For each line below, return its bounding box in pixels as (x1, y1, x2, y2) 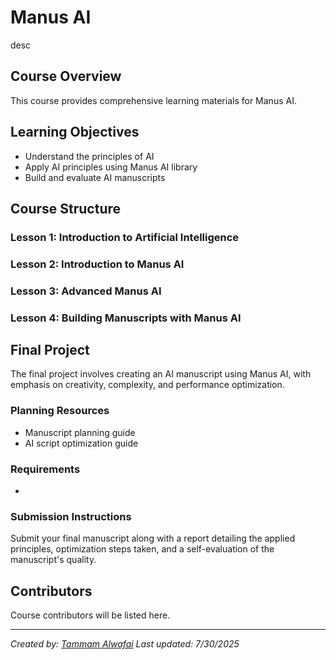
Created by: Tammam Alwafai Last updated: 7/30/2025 (10, 638, 240, 650)
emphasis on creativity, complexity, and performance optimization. (10, 379, 285, 391)
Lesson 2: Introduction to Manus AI (10, 257, 185, 271)
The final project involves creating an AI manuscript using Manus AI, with (10, 368, 312, 380)
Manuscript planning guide (24, 426, 136, 438)
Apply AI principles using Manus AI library (24, 161, 198, 173)
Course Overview (10, 68, 122, 85)
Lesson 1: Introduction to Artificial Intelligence (10, 230, 240, 244)
